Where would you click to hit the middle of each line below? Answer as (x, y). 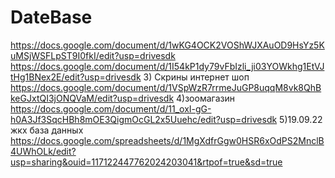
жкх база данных (47, 130)
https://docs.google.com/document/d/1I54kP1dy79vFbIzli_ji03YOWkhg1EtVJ (167, 66)
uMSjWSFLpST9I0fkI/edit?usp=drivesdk (93, 55)
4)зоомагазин (205, 98)
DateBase (51, 17)
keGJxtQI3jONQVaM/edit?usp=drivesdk (92, 98)
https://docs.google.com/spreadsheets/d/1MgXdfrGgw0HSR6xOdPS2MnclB (167, 140)
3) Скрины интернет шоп (196, 77)
